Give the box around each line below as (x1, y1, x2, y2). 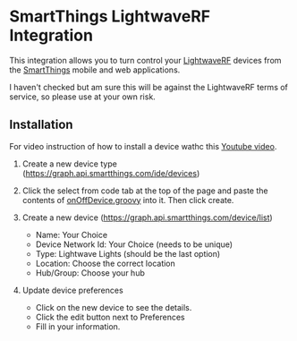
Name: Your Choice (35, 229, 108, 240)
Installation (9, 117, 73, 132)
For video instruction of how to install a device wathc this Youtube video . (9, 141, 277, 151)
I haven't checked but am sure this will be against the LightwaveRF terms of (9, 81, 289, 92)
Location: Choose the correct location (35, 258, 176, 269)
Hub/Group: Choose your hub (35, 267, 145, 278)
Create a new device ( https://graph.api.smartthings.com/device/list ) (21, 212, 273, 223)
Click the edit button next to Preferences (35, 311, 185, 322)
